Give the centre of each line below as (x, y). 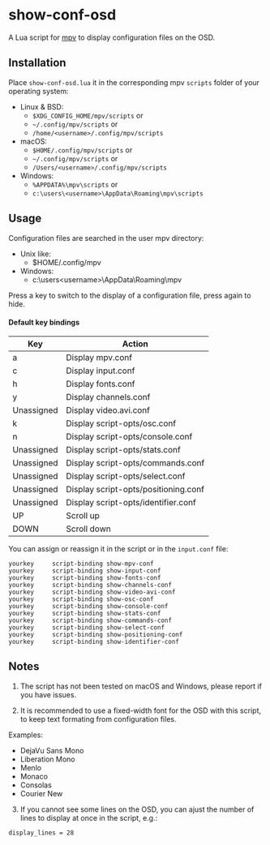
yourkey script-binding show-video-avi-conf (92, 592)
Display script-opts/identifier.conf (131, 502)
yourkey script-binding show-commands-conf (90, 620)
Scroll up (83, 515)
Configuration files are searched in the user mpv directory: (106, 238)
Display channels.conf (108, 397)
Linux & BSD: (42, 106)
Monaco (34, 776)
